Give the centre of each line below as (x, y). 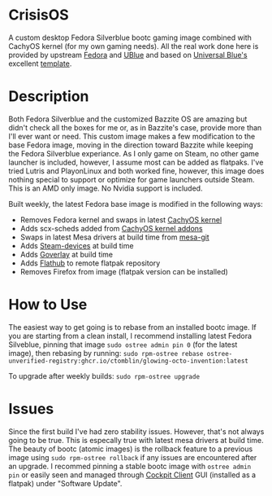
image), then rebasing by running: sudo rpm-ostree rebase (106, 353)
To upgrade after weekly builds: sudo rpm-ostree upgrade (104, 375)
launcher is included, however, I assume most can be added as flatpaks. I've (136, 162)
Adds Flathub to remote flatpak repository (90, 263)
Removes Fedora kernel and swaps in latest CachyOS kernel (121, 219)
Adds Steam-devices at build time (77, 245)
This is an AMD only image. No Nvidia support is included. (106, 188)
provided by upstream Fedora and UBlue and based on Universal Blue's (128, 55)
